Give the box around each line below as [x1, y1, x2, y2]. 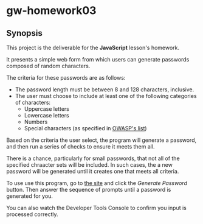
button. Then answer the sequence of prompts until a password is [6, 186, 171, 193]
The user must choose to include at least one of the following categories [15, 93, 197, 99]
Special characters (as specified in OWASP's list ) [24, 125, 147, 131]
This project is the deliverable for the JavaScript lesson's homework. [6, 44, 180, 51]
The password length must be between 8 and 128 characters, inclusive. [15, 86, 194, 93]
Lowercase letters [24, 112, 69, 119]
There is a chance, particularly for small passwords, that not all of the [6, 155, 181, 162]
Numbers [24, 118, 48, 125]
